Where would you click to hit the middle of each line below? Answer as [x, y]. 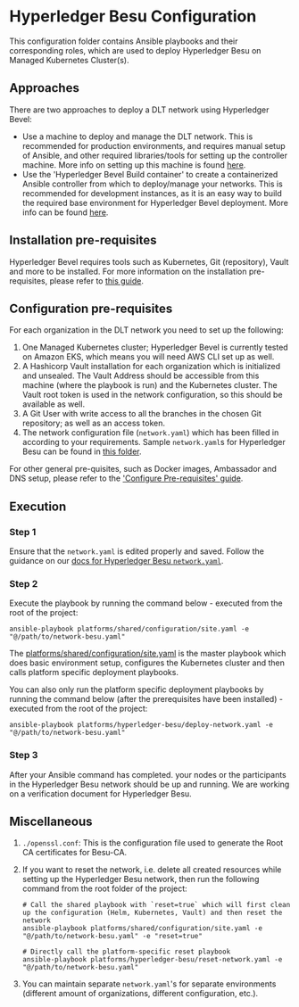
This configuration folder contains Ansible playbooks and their [124, 41]
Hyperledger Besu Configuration [133, 17]
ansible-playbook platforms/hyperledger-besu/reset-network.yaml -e [152, 960]
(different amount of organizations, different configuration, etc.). [140, 994]
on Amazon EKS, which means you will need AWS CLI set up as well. [148, 357]
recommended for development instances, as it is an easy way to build [152, 193]
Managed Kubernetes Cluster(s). [69, 60]
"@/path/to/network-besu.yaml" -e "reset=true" [112, 937]
